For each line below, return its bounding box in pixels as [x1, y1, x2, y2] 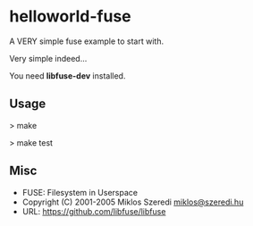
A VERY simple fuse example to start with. [9, 36, 164, 46]
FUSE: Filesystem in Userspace [21, 187, 139, 197]
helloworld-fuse [9, 6, 131, 27]
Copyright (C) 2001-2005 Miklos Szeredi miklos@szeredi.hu [21, 197, 244, 207]
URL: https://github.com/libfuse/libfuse [21, 205, 166, 216]
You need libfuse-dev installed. [9, 70, 126, 81]
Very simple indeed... [9, 53, 88, 63]
